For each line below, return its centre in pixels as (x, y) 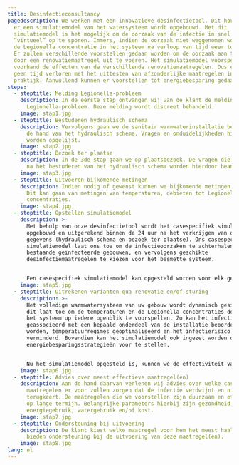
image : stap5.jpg (46, 285)
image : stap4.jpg (46, 206)
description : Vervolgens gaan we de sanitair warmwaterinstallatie (122, 127)
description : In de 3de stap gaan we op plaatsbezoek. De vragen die (126, 160)
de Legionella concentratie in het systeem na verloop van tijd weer (119, 47)
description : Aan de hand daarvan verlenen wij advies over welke (121, 384)
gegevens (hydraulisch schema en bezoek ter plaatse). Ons (115, 240)
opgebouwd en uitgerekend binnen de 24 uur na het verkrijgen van (127, 232)
